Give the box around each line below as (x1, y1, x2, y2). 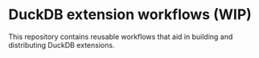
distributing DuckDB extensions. (8, 40, 115, 49)
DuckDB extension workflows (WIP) (8, 6, 252, 24)
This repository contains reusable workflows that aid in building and (8, 32, 233, 41)
